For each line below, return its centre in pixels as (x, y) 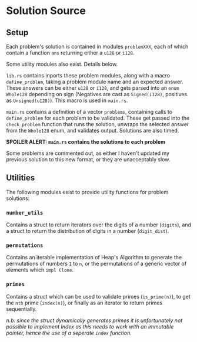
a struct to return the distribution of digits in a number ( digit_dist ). (88, 231)
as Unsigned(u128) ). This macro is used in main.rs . (67, 100)
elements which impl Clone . (40, 270)
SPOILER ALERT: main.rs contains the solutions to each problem (86, 142)
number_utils (25, 213)
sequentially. (21, 309)
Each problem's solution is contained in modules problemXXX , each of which (97, 46)
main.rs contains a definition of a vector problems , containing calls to (89, 112)
